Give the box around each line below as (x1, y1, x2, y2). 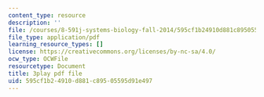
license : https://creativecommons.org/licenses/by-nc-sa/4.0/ (8, 48, 216, 56)
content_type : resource (8, 11, 86, 20)
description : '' (8, 19, 61, 27)
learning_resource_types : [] (8, 41, 104, 48)
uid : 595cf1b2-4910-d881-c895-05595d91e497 (8, 77, 153, 84)
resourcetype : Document (8, 63, 86, 70)
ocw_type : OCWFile (8, 56, 68, 63)
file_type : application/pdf (8, 33, 101, 41)
